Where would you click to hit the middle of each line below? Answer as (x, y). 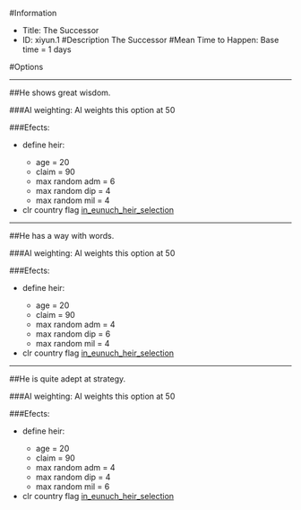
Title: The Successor (60, 30)
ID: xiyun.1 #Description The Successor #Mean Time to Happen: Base (150, 40)
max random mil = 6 (73, 487)
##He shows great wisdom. (60, 92)
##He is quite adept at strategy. (68, 379)
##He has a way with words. (62, 236)
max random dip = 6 (73, 334)
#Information (33, 13)
